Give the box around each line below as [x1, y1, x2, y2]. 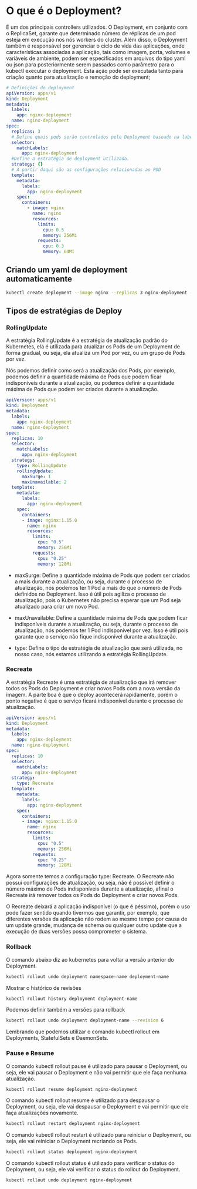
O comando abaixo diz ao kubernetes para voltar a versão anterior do [6, 956, 174, 963]
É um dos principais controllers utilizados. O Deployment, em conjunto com [6, 23, 188, 31]
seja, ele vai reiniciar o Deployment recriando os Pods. [6, 1138, 138, 1145]
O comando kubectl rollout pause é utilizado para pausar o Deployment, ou [6, 1062, 188, 1070]
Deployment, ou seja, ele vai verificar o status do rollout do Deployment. [6, 1166, 181, 1173]
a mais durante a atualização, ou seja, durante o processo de [14, 577, 162, 585]
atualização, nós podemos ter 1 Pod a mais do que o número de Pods [14, 584, 182, 591]
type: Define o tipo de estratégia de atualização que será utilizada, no [14, 644, 183, 651]
